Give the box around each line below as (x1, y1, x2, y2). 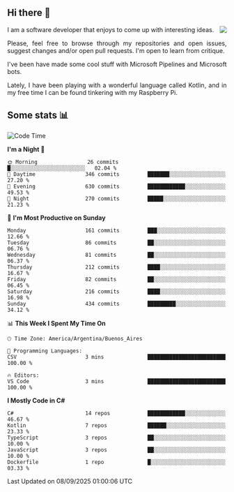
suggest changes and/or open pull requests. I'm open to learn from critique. (7, 46, 225, 54)
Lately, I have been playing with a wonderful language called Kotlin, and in (7, 81, 227, 89)
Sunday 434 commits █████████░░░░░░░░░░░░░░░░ (7, 300, 226, 307)
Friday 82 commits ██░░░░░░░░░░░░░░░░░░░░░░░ (7, 276, 226, 283)
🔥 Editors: (7, 371, 40, 379)
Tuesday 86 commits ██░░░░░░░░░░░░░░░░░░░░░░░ (7, 239, 226, 246)
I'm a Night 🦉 (7, 144, 45, 154)
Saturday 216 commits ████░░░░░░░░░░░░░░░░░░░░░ (7, 288, 226, 295)
